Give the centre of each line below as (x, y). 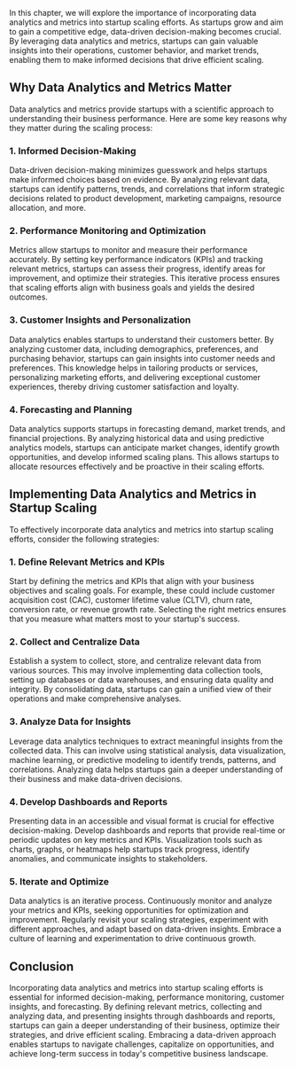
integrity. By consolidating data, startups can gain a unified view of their (140, 690)
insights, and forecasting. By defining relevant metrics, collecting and (136, 1007)
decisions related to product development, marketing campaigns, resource (145, 199)
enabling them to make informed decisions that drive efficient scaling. (136, 60)
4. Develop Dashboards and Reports (89, 801)
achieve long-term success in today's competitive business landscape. (139, 1054)
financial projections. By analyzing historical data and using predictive (137, 438)
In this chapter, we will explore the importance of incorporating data (133, 13)
